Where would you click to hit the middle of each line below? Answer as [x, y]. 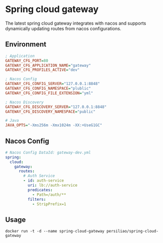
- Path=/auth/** [49, 195]
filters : [37, 199]
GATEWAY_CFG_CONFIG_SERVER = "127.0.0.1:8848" [53, 84]
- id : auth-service [44, 181]
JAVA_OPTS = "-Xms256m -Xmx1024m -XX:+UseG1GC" [54, 125]
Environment [26, 45]
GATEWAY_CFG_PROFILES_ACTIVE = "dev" [43, 70]
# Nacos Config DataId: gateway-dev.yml [48, 152]
